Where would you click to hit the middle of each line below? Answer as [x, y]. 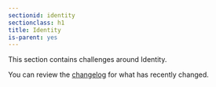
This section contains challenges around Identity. [88, 60]
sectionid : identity [42, 15]
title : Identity [35, 30]
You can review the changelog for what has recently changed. [109, 74]
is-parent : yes [33, 37]
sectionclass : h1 [37, 23]
